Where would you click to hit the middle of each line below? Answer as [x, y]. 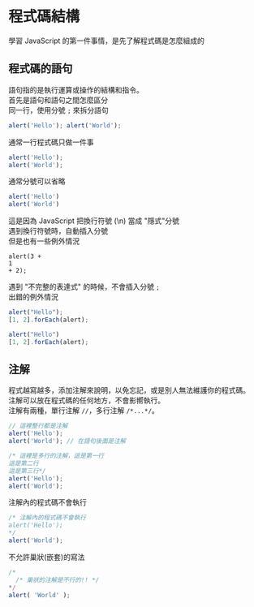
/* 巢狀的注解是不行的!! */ [58, 580]
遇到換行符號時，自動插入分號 [58, 231]
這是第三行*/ [27, 471]
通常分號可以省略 [37, 181]
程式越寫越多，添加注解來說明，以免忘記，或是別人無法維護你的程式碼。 [129, 390]
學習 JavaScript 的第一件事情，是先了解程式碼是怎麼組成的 [107, 41]
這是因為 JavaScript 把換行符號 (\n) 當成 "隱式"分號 [94, 221]
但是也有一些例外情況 [44, 241]
